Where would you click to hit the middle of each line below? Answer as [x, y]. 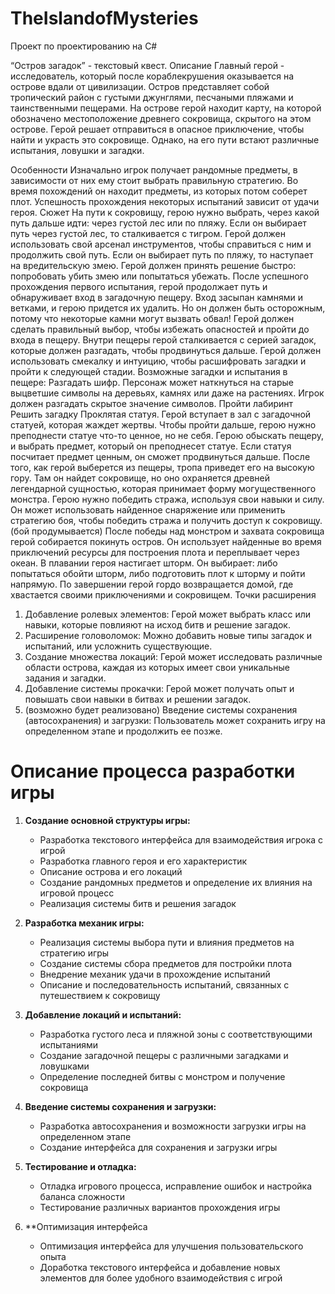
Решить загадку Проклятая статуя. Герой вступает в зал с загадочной [161, 414]
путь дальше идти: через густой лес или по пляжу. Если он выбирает [158, 223]
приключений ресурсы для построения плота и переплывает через [155, 552]
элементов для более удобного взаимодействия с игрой [161, 1278]
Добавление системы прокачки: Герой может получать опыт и [159, 688]
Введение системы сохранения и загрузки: [120, 1106]
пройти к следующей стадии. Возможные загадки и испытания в [149, 371]
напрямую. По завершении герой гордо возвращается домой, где [152, 584]
